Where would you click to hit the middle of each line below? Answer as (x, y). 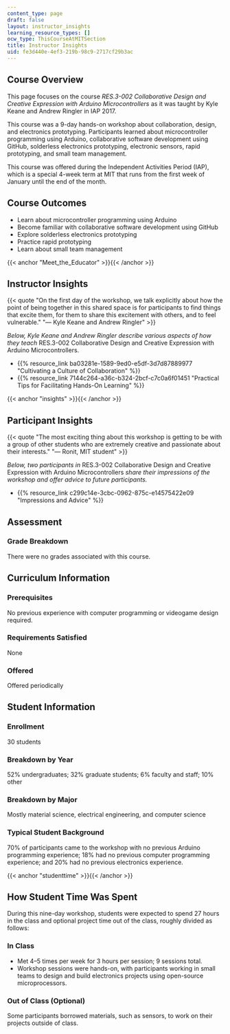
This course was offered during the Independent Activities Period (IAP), (108, 166)
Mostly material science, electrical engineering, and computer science (106, 815)
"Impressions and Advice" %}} (60, 500)
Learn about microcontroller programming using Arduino (97, 219)
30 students (24, 742)
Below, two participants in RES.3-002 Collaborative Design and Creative (109, 465)
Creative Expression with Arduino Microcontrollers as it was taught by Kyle (113, 103)
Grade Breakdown (38, 541)
